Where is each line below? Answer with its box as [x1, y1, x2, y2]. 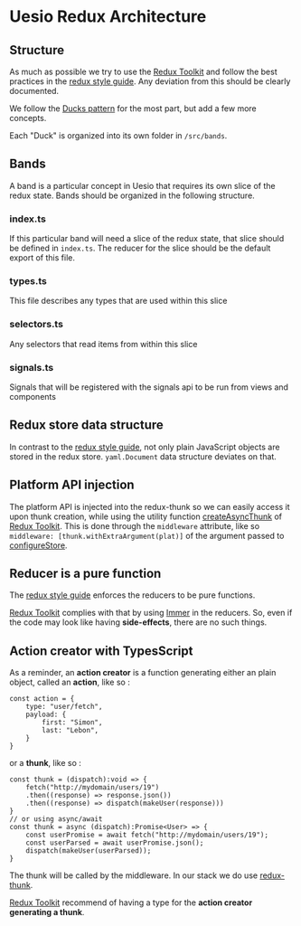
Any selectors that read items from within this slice [9, 338, 198, 349]
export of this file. [9, 252, 75, 263]
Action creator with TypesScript [9, 643, 193, 658]
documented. [9, 86, 60, 96]
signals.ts [9, 361, 54, 373]
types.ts [9, 275, 47, 288]
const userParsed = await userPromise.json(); [25, 838, 204, 847]
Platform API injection [9, 477, 135, 493]
